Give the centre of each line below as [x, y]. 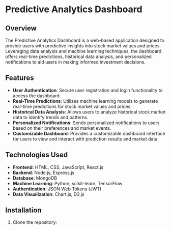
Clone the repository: [35, 222]
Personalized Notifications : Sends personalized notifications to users [86, 123]
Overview [21, 28]
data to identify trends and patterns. [50, 117]
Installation [23, 210]
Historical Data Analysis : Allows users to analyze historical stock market [89, 112]
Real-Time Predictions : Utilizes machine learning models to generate [85, 101]
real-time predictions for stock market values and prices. [72, 106]
